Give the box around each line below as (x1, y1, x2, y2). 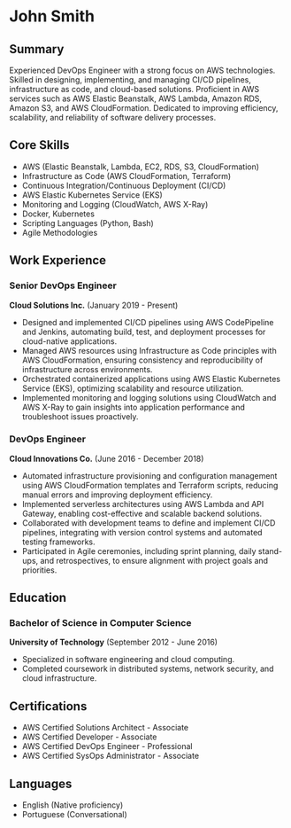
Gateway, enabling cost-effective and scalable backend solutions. (21, 508, 263, 519)
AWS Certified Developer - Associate (21, 731, 157, 742)
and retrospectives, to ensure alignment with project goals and (40, 555, 268, 566)
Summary (9, 42, 65, 57)
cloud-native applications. (21, 335, 118, 347)
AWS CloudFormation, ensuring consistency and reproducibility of (21, 355, 264, 365)
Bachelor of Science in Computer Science (9, 617, 192, 629)
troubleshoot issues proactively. (21, 410, 139, 422)
